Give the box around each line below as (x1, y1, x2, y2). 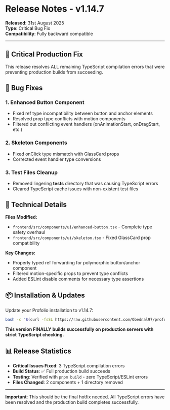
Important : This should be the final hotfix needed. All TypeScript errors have (5, 394, 165, 400)
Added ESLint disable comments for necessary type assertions (12, 276, 144, 282)
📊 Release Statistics (5, 347, 72, 355)
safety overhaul (12, 229, 46, 235)
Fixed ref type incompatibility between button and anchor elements (12, 110, 153, 117)
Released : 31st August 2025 (5, 20, 64, 26)
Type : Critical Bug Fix (5, 25, 51, 31)
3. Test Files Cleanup (5, 168, 58, 176)
